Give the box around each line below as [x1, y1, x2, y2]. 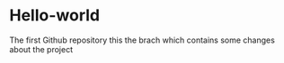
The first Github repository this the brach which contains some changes [9, 35, 276, 45]
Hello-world [9, 5, 101, 26]
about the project [9, 43, 74, 54]
